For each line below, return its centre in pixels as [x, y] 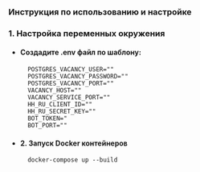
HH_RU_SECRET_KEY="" [62, 112]
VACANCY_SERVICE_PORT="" [69, 98]
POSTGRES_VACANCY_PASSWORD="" [78, 77]
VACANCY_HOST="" [55, 90]
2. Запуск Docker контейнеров [74, 143]
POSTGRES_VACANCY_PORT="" [71, 84]
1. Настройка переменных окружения [87, 33]
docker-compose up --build [73, 160]
